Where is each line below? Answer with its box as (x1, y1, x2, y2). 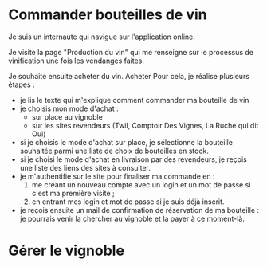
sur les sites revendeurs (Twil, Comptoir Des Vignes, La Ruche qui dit (31, 120, 259, 130)
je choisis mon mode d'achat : (19, 104, 119, 113)
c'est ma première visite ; (31, 188, 116, 198)
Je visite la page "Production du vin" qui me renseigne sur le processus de (8, 47, 253, 57)
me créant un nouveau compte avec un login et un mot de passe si (31, 179, 251, 189)
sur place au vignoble (31, 112, 104, 121)
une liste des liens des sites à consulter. (19, 163, 151, 172)
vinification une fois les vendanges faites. (8, 56, 145, 65)
